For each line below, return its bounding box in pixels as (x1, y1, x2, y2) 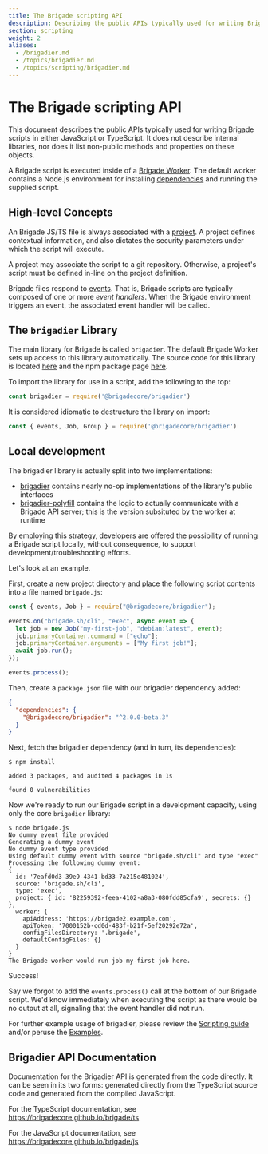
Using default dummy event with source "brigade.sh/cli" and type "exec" (8, 852, 259, 860)
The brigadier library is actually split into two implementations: (8, 465, 213, 476)
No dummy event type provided (8, 845, 109, 854)
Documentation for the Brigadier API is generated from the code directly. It (8, 1072, 253, 1081)
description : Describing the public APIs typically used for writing (8, 19, 245, 27)
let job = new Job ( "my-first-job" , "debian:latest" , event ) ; (15, 624, 223, 632)
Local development (8, 444, 106, 458)
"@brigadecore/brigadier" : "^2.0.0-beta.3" (22, 713, 170, 722)
